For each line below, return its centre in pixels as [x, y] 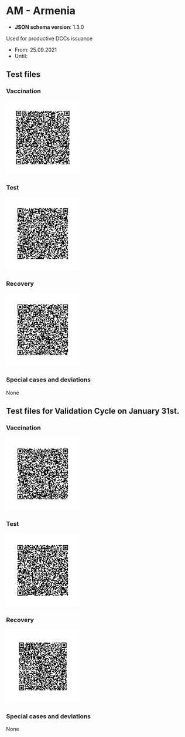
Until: [21, 56]
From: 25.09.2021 [36, 50]
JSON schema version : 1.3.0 [49, 27]
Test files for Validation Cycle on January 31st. [93, 411]
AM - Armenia [41, 11]
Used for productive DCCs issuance [49, 38]
